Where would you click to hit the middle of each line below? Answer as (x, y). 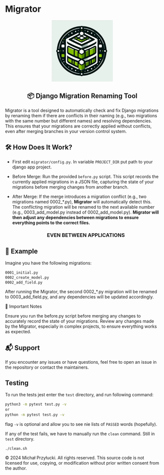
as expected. (18, 332)
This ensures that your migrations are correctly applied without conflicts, (78, 126)
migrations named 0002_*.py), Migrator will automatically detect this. (82, 202)
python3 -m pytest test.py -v (36, 404)
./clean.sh (16, 448)
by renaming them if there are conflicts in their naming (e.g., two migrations (81, 115)
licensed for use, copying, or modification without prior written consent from (82, 463)
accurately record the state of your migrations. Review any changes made (80, 321)
